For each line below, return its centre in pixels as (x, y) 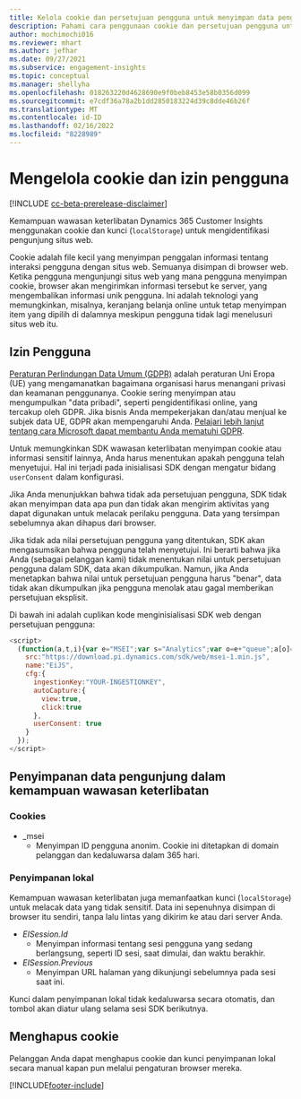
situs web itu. (34, 324)
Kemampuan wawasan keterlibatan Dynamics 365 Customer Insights (136, 221)
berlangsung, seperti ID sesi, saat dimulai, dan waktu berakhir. (150, 953)
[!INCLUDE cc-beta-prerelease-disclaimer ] (88, 203)
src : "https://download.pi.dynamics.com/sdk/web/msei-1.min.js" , (148, 657)
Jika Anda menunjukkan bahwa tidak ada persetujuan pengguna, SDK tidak (148, 494)
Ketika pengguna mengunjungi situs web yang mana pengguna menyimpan (148, 276)
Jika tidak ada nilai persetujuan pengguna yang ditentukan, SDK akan (138, 540)
